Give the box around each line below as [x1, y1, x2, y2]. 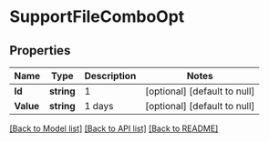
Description [84, 70, 137, 82]
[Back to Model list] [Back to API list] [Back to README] [9, 123, 219, 134]
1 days [84, 100, 114, 112]
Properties [9, 43, 71, 58]
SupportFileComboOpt [9, 6, 185, 27]
